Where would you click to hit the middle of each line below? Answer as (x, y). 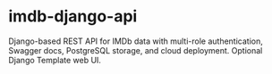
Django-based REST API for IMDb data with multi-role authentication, (136, 41)
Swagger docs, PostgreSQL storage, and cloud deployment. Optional (136, 50)
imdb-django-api (73, 16)
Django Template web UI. (55, 60)
